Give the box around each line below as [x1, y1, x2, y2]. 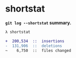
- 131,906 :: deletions [5, 43, 62, 48]
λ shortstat [5, 29, 30, 34]
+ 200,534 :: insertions [5, 38, 65, 43]
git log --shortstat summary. [5, 20, 72, 26]
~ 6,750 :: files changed [5, 48, 71, 53]
